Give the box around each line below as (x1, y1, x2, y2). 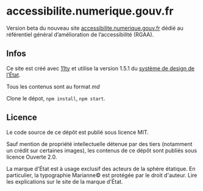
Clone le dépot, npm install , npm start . (6, 94, 105, 102)
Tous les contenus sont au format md (6, 83, 100, 90)
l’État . (6, 71, 21, 78)
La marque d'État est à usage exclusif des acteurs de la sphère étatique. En (6, 165, 196, 172)
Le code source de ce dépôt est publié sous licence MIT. (6, 128, 149, 136)
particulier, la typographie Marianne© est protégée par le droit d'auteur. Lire (6, 172, 198, 179)
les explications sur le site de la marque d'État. (6, 178, 123, 185)
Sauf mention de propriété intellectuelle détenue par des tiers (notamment (6, 140, 193, 147)
